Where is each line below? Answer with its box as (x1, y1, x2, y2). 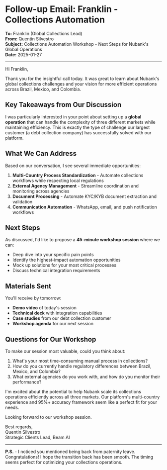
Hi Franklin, (5, 66, 28, 72)
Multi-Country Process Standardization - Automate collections (12, 172, 144, 178)
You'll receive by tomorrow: (5, 295, 62, 301)
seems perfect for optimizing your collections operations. (5, 459, 123, 465)
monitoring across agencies (12, 188, 70, 194)
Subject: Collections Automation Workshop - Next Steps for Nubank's (5, 41, 149, 47)
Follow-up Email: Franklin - (5, 3, 118, 15)
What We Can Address (5, 149, 77, 158)
